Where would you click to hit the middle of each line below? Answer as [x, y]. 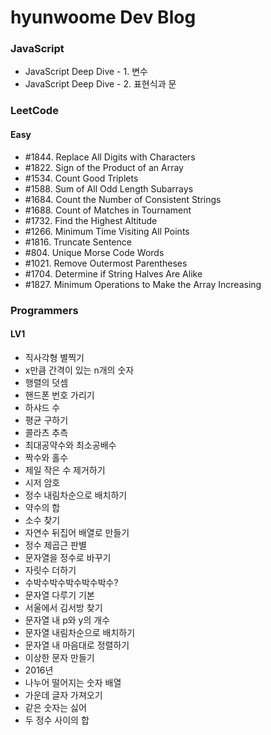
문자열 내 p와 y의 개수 [67, 620]
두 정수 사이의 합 [57, 720]
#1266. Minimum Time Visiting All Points [107, 231]
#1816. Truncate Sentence [78, 242]
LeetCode [34, 111]
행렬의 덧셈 [46, 382]
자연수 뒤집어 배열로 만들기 [77, 532]
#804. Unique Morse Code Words [94, 252]
